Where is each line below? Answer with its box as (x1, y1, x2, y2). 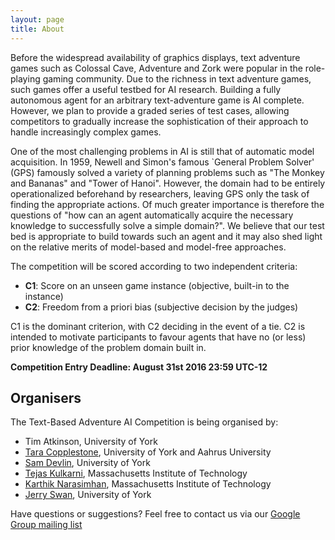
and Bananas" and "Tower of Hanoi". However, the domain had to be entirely (10, 177, 326, 189)
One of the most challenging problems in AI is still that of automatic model (10, 145, 315, 157)
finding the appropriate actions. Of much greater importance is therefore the (10, 198, 325, 210)
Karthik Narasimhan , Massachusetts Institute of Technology (24, 478, 272, 490)
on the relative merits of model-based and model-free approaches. (10, 241, 287, 253)
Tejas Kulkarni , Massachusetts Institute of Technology (24, 467, 248, 480)
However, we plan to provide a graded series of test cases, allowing (10, 104, 290, 116)
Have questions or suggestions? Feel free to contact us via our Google (10, 508, 301, 520)
